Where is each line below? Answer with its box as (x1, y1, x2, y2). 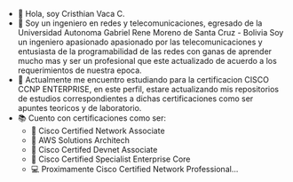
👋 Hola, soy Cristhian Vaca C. (17, 9, 125, 19)
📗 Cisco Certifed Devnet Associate (30, 145, 158, 154)
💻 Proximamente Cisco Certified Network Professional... (30, 164, 239, 174)
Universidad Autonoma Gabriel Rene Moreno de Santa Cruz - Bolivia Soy (17, 28, 284, 37)
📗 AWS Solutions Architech (30, 135, 131, 146)
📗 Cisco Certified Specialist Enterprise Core (30, 154, 191, 164)
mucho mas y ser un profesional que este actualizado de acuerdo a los (17, 56, 277, 66)
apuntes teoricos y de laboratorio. (17, 103, 142, 113)
